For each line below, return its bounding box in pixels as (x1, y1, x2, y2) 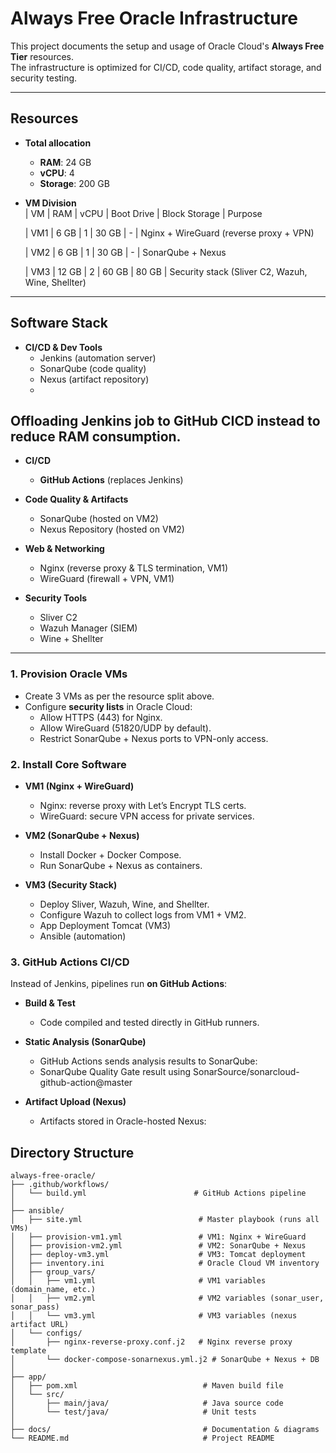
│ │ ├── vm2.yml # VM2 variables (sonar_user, (10, 1293, 325, 1304)
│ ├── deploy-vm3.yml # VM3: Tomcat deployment (10, 1250, 307, 1260)
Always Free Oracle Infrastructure (10, 7, 299, 30)
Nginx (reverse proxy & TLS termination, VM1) (39, 562, 229, 574)
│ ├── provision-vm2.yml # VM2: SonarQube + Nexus (10, 1241, 307, 1251)
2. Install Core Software (10, 757, 127, 771)
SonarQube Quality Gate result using (39, 1066, 192, 1078)
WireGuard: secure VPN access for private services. (39, 810, 255, 822)
